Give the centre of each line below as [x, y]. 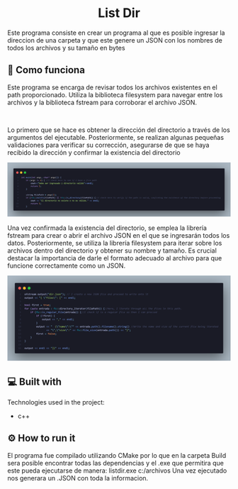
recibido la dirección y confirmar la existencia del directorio [94, 152]
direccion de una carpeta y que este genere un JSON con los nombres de [115, 40]
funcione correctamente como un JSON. [67, 266]
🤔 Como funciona [46, 70]
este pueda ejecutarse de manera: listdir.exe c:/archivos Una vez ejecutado [117, 471]
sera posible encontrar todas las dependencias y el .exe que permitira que [116, 463]
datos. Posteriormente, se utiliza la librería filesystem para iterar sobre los [115, 243]
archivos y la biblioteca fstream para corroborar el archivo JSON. [102, 102]
